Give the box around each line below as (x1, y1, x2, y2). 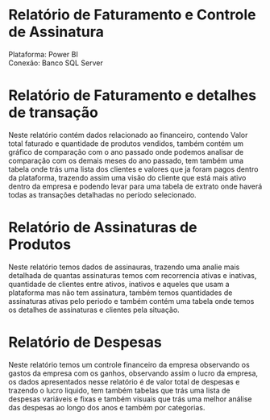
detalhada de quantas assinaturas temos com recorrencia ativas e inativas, (8, 270, 257, 280)
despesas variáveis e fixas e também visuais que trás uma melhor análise (8, 393, 252, 404)
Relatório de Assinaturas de (8, 218, 197, 237)
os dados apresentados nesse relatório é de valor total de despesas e (8, 376, 240, 386)
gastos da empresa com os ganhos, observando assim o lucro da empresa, (8, 368, 259, 378)
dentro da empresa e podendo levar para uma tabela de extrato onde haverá (8, 181, 263, 191)
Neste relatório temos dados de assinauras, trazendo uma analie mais (8, 262, 240, 272)
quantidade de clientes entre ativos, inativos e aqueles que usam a (8, 279, 230, 289)
